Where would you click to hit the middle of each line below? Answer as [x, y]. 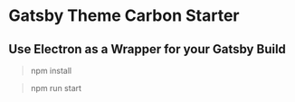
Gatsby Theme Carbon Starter [124, 16]
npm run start [56, 88]
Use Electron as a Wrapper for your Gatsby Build [147, 49]
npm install [51, 70]
